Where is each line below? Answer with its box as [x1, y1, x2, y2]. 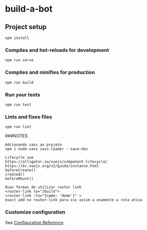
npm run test [5, 102, 32, 107]
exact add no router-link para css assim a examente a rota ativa [5, 197, 143, 202]
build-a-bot [5, 3, 53, 15]
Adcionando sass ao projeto [5, 142, 62, 148]
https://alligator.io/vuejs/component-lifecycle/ [5, 159, 108, 164]
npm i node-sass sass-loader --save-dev [5, 147, 89, 151]
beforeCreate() [5, 168, 36, 173]
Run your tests [5, 91, 40, 98]
